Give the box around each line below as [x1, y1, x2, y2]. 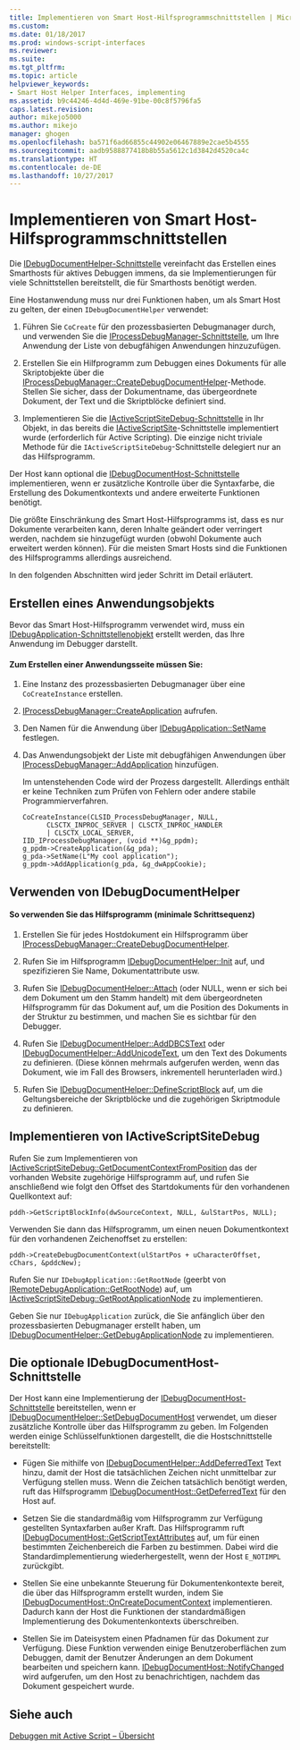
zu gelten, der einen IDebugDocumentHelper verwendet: [9, 304, 209, 315]
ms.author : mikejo [9, 122, 78, 131]
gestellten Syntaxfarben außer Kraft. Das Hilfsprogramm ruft [21, 1523, 245, 1533]
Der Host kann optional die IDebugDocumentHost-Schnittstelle [9, 469, 240, 480]
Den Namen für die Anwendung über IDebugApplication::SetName [21, 723, 266, 734]
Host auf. [21, 1496, 56, 1507]
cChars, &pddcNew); [9, 1258, 82, 1267]
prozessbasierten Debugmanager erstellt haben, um [9, 1320, 201, 1330]
